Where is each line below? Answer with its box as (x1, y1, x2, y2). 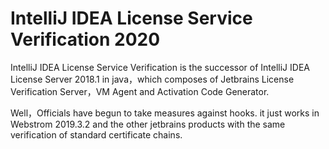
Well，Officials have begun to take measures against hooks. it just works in (10, 107, 320, 119)
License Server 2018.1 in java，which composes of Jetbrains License (10, 73, 295, 85)
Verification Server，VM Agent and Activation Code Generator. (10, 85, 270, 97)
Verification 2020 (10, 28, 161, 51)
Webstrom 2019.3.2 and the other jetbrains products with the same (10, 118, 286, 130)
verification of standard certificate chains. (10, 128, 183, 141)
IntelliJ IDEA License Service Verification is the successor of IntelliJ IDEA (10, 61, 310, 73)
